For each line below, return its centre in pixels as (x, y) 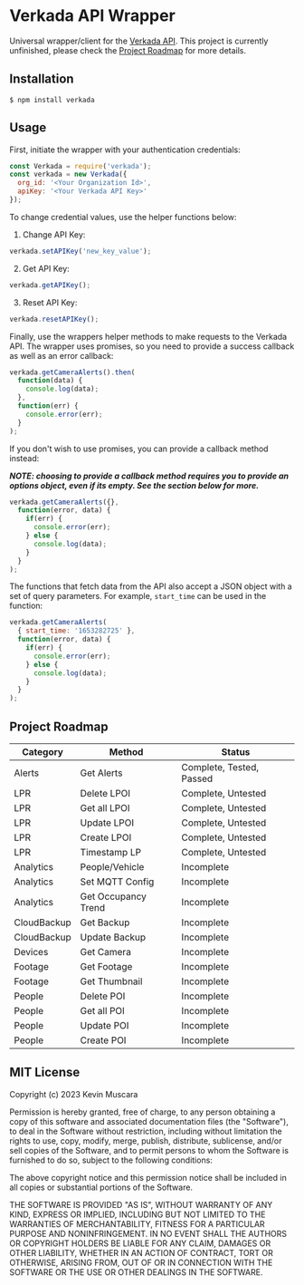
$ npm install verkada (52, 100)
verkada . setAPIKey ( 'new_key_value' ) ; (81, 251)
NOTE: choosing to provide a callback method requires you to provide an (149, 476)
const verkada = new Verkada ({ (68, 174)
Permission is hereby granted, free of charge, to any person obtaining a (142, 1112)
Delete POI (103, 996)
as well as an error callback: (62, 355)
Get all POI (102, 1011)
